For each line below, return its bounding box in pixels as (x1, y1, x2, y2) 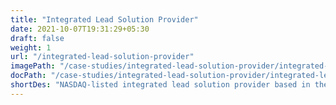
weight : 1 (10, 42, 52, 53)
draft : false (10, 33, 65, 43)
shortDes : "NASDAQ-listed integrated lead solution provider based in (10, 80, 311, 90)
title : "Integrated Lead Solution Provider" (10, 14, 199, 25)
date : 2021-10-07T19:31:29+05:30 (10, 24, 150, 34)
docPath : (10, 71, 47, 81)
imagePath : (10, 61, 56, 71)
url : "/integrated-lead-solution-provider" (10, 52, 195, 62)
